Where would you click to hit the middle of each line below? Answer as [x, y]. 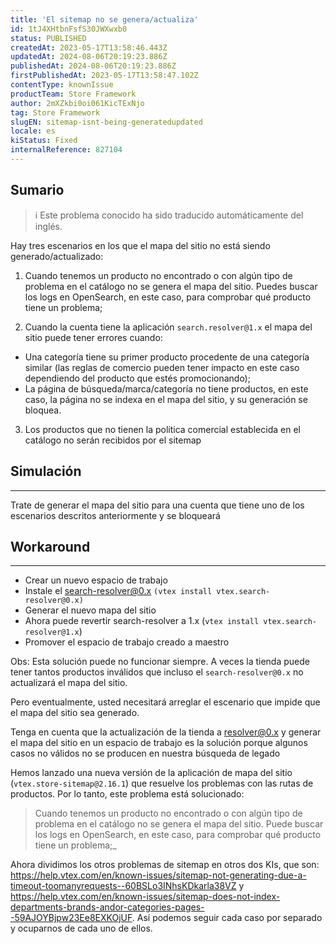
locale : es [33, 131]
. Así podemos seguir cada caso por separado [227, 918]
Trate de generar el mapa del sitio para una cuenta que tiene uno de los [157, 505]
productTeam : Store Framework [73, 94]
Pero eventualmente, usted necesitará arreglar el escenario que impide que [165, 702]
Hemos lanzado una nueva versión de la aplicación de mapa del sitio [151, 773]
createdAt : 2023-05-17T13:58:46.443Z [89, 47]
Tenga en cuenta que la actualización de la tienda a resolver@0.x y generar [166, 732]
